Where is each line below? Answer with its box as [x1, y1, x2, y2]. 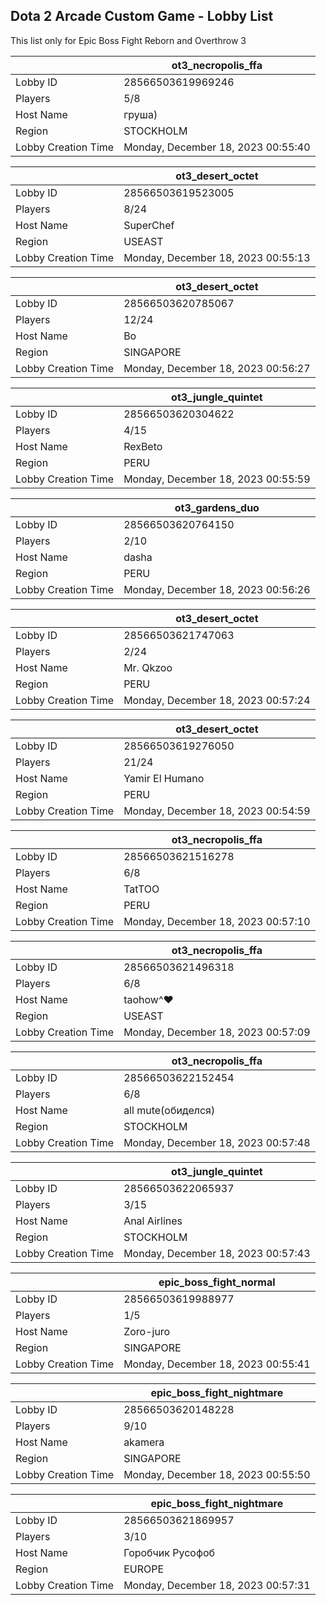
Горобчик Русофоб [123, 1545, 216, 1559]
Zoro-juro [123, 1324, 171, 1338]
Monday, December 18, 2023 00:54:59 [123, 804, 311, 818]
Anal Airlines [123, 1214, 183, 1228]
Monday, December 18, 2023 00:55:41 [123, 1357, 311, 1371]
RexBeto [123, 439, 163, 453]
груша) [123, 107, 158, 121]
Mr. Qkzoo [123, 660, 173, 674]
